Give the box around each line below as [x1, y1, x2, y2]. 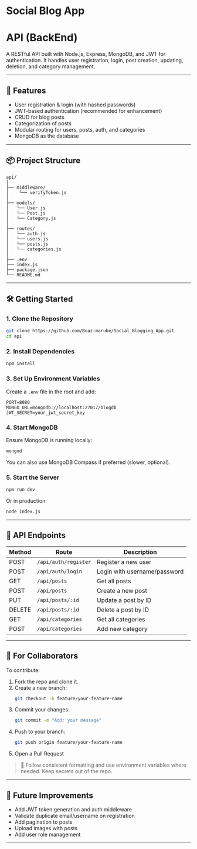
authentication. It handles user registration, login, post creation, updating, [6, 57, 184, 64]
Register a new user [96, 557, 152, 566]
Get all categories [96, 615, 145, 623]
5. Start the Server [6, 473, 60, 482]
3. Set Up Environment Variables [6, 375, 100, 383]
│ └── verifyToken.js [6, 189, 67, 195]
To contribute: [6, 666, 40, 674]
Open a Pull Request [14, 750, 64, 757]
